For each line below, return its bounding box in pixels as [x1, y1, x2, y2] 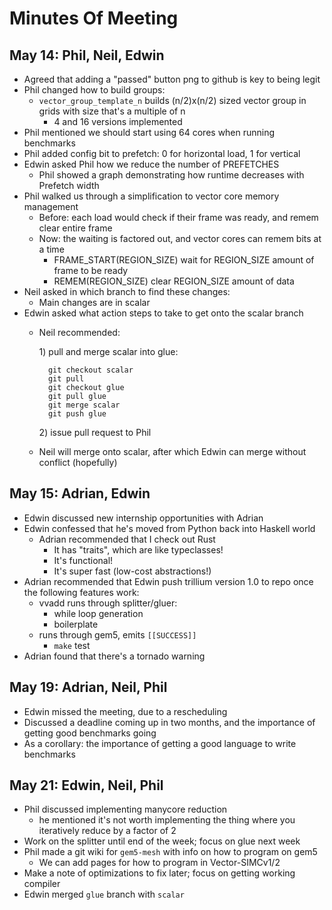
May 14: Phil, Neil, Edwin [9, 47, 165, 64]
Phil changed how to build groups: [23, 84, 166, 96]
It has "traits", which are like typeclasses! [53, 543, 224, 556]
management [23, 201, 79, 212]
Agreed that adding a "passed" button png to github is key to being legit [23, 73, 321, 85]
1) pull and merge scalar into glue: [38, 346, 179, 357]
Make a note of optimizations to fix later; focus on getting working [23, 867, 296, 879]
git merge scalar [47, 400, 121, 410]
